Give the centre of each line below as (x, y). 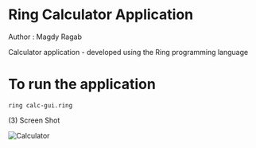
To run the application (82, 84)
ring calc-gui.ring (41, 105)
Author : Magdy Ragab (45, 37)
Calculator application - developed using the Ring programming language (128, 52)
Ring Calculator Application (101, 15)
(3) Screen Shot (34, 120)
